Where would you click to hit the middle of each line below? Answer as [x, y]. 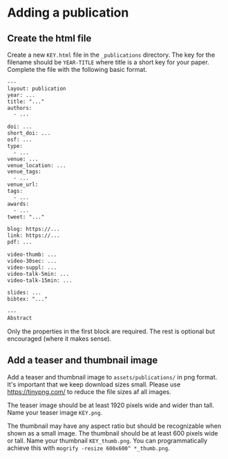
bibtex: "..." [28, 299]
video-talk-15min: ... [40, 280]
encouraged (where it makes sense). [59, 338]
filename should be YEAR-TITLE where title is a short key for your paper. [108, 62]
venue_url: [23, 185]
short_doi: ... [29, 133]
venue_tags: [24, 172]
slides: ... [24, 293]
